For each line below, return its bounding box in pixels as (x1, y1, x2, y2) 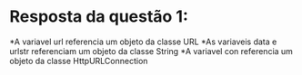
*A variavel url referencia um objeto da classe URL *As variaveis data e (9, 36, 277, 47)
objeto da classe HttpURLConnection (9, 55, 148, 66)
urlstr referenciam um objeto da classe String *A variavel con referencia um (9, 45, 294, 56)
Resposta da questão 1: (9, 6, 189, 27)
